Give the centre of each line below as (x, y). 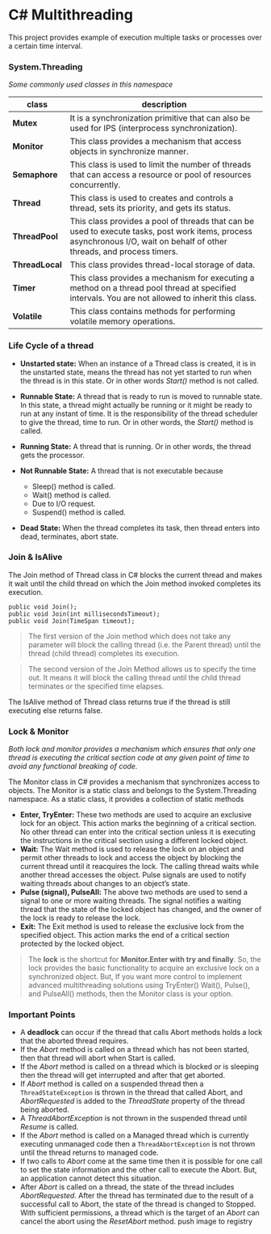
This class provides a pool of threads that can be (162, 222)
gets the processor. (52, 455)
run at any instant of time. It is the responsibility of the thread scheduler (139, 413)
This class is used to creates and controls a (152, 198)
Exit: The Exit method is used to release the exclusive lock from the (132, 927)
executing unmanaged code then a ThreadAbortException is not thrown (138, 1144)
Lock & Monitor (39, 731)
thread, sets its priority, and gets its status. (150, 208)
